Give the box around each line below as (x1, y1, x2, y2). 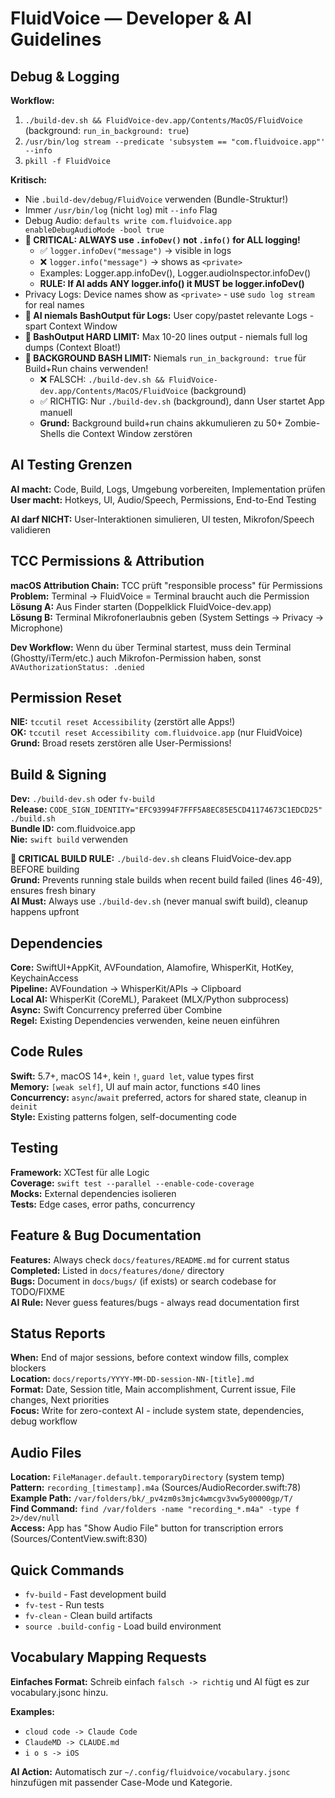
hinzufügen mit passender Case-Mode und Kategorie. (10, 1776, 233, 1788)
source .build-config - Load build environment (24, 1620, 222, 1632)
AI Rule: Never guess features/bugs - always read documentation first (10, 1296, 300, 1308)
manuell (39, 407, 73, 418)
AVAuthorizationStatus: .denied (10, 662, 145, 672)
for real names (24, 299, 85, 311)
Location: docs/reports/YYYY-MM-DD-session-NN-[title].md (10, 1373, 255, 1385)
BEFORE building (10, 863, 80, 876)
